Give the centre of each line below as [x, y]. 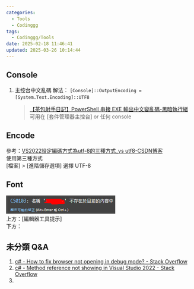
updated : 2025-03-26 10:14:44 [44, 51]
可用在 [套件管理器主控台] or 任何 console [80, 117]
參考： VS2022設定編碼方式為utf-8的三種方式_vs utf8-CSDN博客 [85, 150]
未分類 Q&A [28, 247]
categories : [21, 12]
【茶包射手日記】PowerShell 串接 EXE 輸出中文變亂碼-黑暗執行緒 [109, 109]
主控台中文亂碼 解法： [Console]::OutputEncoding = [78, 90]
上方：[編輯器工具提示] [34, 219]
